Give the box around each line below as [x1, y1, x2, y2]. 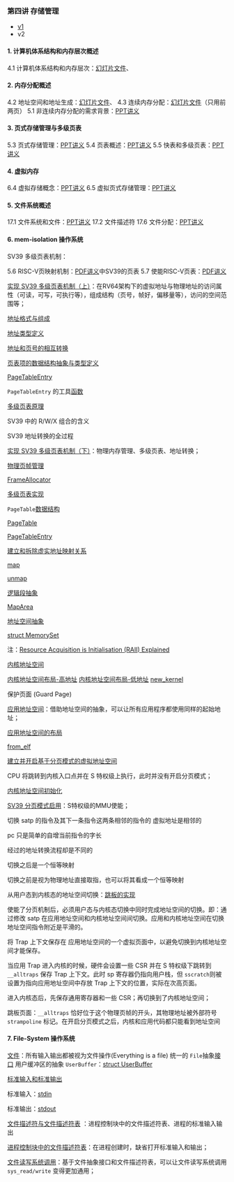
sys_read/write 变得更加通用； [7, 1166, 96, 1175]
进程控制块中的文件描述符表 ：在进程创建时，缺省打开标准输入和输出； [7, 1143, 209, 1151]
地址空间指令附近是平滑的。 [7, 923, 87, 931]
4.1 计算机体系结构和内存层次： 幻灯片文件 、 [7, 64, 133, 72]
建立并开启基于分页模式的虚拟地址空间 [7, 756, 117, 765]
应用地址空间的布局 [7, 728, 63, 737]
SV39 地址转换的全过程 [7, 431, 74, 440]
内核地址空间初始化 [7, 786, 63, 795]
